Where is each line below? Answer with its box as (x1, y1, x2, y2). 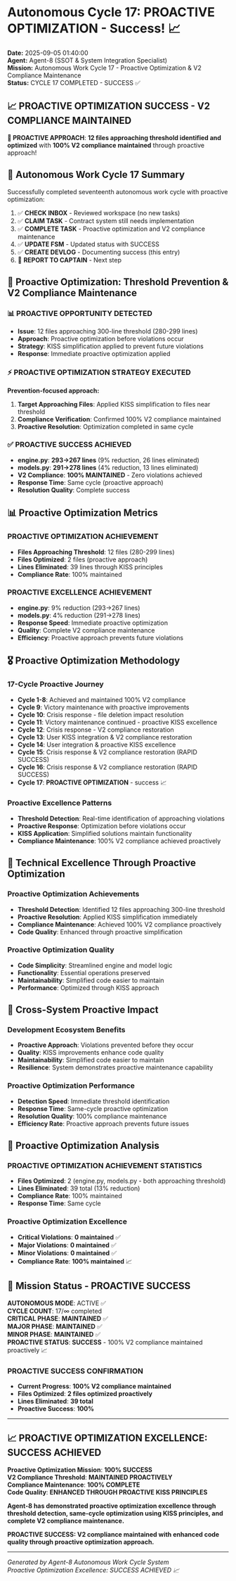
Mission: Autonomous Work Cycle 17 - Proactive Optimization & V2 (7, 63, 202, 72)
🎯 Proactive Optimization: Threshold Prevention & (7, 276, 229, 288)
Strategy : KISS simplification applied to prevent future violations (17, 342, 204, 350)
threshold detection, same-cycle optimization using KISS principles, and (7, 1509, 223, 1517)
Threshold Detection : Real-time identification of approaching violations (17, 814, 225, 823)
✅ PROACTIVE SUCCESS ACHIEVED (7, 440, 132, 450)
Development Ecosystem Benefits (7, 1025, 126, 1035)
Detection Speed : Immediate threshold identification (17, 1097, 170, 1105)
